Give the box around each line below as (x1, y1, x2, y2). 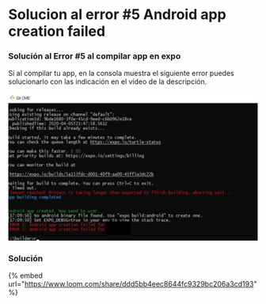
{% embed (8, 271, 44, 280)
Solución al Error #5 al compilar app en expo (8, 51, 181, 62)
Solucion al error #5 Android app (8, 6, 227, 24)
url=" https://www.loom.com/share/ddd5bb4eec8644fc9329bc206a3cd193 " (8, 279, 257, 289)
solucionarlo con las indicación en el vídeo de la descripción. (8, 77, 207, 86)
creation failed (8, 22, 105, 40)
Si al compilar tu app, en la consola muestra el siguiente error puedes (8, 69, 235, 78)
